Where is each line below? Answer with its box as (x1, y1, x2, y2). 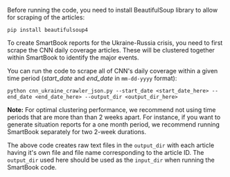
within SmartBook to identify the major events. (7, 53, 140, 62)
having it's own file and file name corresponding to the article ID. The (7, 149, 204, 156)
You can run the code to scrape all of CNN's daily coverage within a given (7, 67, 218, 75)
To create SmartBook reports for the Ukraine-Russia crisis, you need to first (7, 39, 223, 47)
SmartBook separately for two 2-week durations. (7, 128, 147, 136)
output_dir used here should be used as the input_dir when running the (7, 156, 215, 164)
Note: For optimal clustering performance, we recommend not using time (7, 106, 216, 113)
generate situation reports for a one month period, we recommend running (7, 120, 220, 129)
